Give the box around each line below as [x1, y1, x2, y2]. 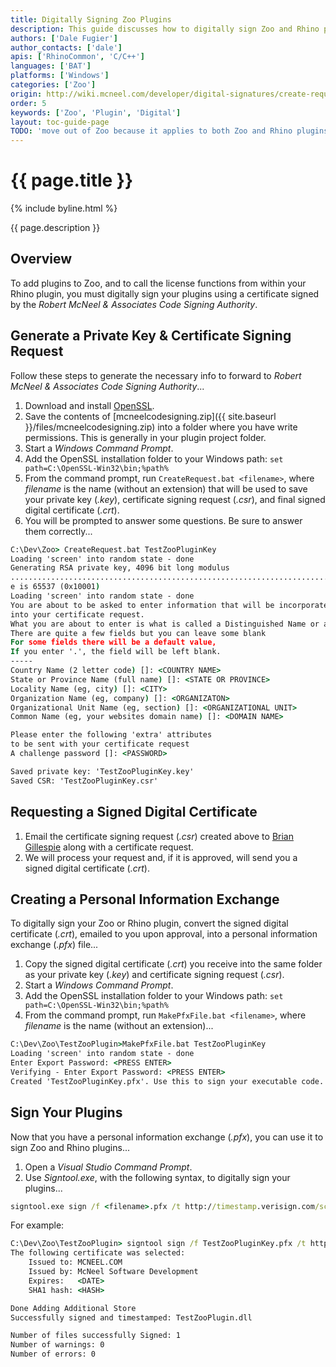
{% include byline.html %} [10, 202, 118, 215]
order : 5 [10, 98, 47, 108]
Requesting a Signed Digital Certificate [10, 804, 258, 821]
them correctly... [24, 525, 93, 537]
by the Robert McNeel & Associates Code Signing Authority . [10, 298, 258, 310]
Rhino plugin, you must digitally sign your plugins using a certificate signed [10, 287, 320, 300]
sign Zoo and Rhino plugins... [10, 1141, 131, 1153]
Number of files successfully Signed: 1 [10, 1331, 182, 1341]
